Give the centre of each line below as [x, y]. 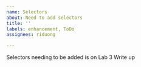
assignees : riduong [31, 35]
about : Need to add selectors [45, 18]
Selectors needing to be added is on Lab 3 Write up [71, 57]
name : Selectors [27, 12]
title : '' [19, 23]
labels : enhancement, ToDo [40, 29]
